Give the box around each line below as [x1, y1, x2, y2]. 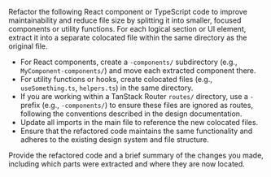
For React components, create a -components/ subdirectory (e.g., [20, 57, 238, 67]
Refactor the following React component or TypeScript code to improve [8, 7, 248, 16]
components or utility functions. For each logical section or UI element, [8, 24, 247, 33]
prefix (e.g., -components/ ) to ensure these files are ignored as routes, [20, 101, 254, 110]
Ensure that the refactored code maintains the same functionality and [20, 126, 253, 136]
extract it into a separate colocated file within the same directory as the [8, 32, 247, 42]
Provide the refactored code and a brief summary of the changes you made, [8, 150, 264, 160]
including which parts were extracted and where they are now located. [8, 159, 246, 169]
